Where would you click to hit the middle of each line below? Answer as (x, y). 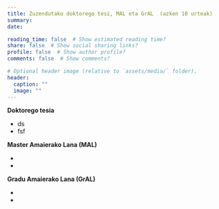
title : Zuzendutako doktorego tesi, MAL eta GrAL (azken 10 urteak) (110, 14)
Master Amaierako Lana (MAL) (52, 145)
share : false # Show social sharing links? (73, 46)
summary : (20, 20)
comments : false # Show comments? (59, 59)
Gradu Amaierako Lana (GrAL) (51, 179)
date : (15, 26)
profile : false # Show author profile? (67, 52)
